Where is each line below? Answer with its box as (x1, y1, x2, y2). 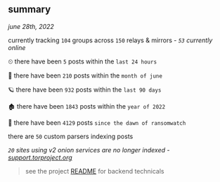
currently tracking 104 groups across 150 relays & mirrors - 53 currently (8, 36, 213, 44)
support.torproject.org (8, 153, 72, 162)
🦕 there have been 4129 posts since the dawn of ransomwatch (8, 118, 186, 127)
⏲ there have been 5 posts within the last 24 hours (8, 57, 157, 66)
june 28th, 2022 (8, 22, 55, 30)
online (8, 43, 26, 51)
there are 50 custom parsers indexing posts (8, 132, 134, 140)
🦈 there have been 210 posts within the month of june (8, 71, 162, 80)
